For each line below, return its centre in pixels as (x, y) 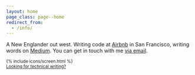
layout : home (22, 11)
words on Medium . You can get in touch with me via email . (77, 51)
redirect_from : (25, 22)
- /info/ (22, 28)
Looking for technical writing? (36, 67)
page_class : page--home (35, 17)
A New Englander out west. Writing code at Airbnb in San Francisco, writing (98, 45)
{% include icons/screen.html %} (39, 62)
